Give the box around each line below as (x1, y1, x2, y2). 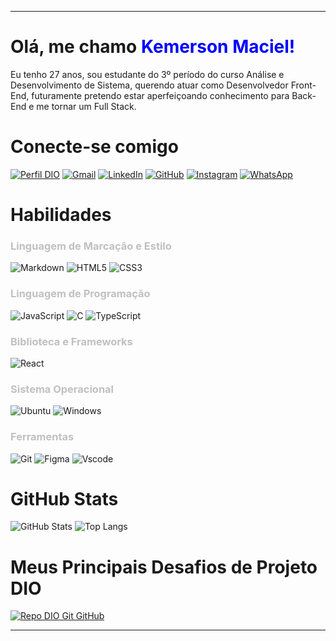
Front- (290, 79, 317, 91)
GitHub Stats (10, 487, 119, 510)
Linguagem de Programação (10, 287, 151, 301)
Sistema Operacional (10, 382, 114, 396)
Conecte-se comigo (10, 136, 179, 158)
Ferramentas (10, 430, 75, 444)
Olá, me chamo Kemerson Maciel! (10, 36, 296, 58)
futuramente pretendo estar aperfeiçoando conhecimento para (31, 89, 290, 101)
